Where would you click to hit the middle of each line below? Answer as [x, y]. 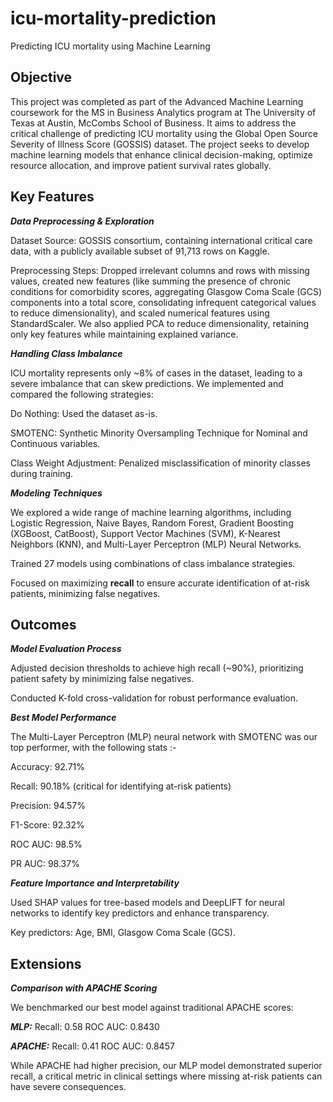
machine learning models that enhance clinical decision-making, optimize [162, 154]
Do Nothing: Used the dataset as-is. [84, 413]
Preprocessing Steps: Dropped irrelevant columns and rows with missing [160, 270]
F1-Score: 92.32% [47, 825]
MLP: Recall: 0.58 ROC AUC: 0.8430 [85, 1027]
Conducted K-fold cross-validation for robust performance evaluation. [154, 698]
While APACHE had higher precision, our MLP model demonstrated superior [166, 1066]
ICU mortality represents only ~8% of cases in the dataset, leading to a [156, 373]
